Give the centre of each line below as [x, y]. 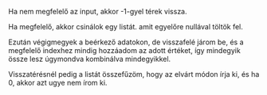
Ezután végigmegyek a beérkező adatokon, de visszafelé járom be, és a [126, 42]
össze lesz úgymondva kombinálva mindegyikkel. [90, 59]
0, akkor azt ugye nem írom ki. [58, 83]
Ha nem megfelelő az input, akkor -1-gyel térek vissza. [98, 11]
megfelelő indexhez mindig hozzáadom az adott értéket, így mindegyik [124, 50]
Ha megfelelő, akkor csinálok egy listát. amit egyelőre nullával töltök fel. [126, 27]
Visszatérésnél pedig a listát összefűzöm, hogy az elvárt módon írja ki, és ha [134, 74]
